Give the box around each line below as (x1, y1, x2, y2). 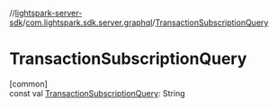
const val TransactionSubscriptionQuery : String (9, 87, 186, 98)
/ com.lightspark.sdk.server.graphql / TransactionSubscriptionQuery (22, 17, 269, 28)
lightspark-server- (14, 8, 83, 18)
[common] (9, 78, 48, 89)
